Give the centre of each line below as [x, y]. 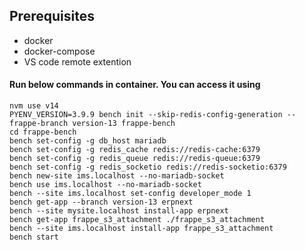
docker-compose [59, 51]
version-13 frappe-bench [124, 124]
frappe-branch [39, 124]
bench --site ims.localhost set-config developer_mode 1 [130, 194]
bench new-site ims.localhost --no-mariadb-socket [117, 176]
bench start [34, 237]
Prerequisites [52, 16]
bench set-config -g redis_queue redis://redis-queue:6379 [135, 159]
